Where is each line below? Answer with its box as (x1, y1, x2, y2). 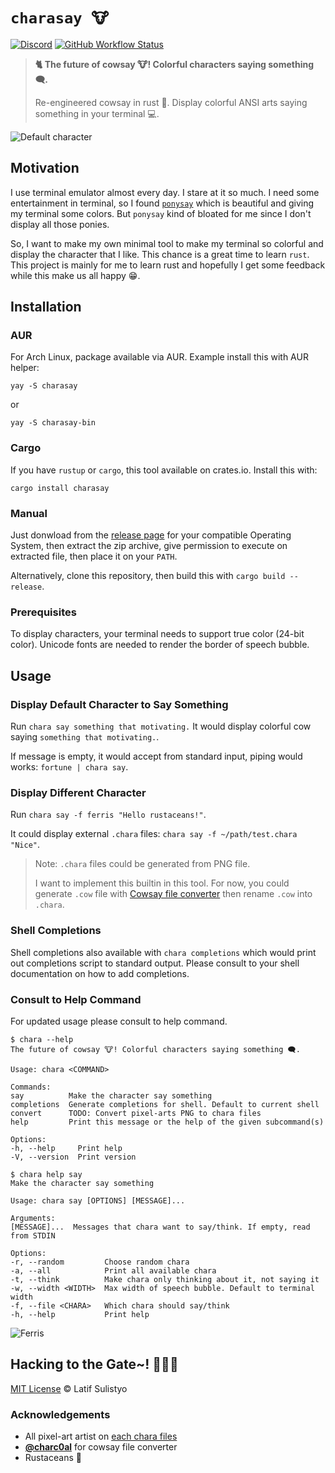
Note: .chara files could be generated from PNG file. (34, 858, 251, 870)
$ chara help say (10, 1169, 83, 1179)
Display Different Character (10, 785, 147, 799)
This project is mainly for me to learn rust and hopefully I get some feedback (10, 259, 326, 271)
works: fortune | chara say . (10, 761, 129, 773)
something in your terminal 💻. (34, 107, 160, 119)
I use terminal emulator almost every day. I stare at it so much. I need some (10, 186, 320, 198)
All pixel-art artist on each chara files (24, 1430, 178, 1443)
